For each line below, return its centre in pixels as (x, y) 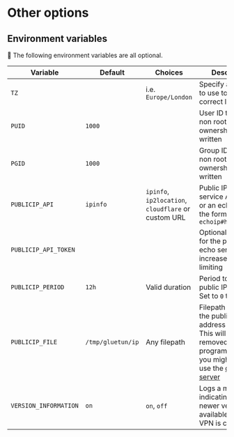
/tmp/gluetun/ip (112, 342)
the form (213, 214)
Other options (48, 13)
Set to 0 (211, 296)
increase (213, 258)
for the (210, 241)
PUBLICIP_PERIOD (38, 287)
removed (213, 342)
